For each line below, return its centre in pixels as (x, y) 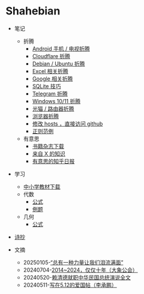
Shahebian (33, 11)
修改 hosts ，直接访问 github (67, 124)
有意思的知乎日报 (53, 161)
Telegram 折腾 (50, 94)
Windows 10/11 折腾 (56, 101)
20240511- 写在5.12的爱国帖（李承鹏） (70, 285)
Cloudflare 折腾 (51, 56)
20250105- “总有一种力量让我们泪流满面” (73, 262)
